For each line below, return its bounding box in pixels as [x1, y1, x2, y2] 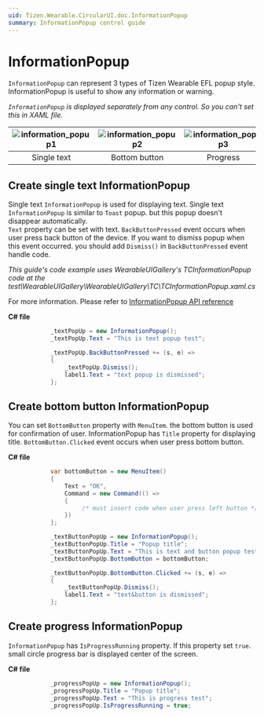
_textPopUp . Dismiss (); [64, 363, 139, 371]
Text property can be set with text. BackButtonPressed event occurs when [8, 225, 246, 234]
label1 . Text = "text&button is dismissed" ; [64, 591, 210, 599]
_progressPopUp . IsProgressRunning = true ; [49, 701, 192, 709]
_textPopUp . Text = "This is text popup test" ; [49, 335, 206, 342]
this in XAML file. [8, 111, 64, 120]
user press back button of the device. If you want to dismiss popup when [8, 233, 245, 243]
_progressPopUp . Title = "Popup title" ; [49, 686, 181, 695]
